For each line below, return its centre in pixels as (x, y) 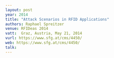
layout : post (19, 10)
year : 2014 (17, 15)
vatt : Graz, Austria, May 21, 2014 (44, 33)
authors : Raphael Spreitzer (35, 24)
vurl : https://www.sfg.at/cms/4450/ (44, 38)
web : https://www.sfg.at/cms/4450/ (43, 43)
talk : (11, 47)
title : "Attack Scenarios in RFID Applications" (57, 19)
